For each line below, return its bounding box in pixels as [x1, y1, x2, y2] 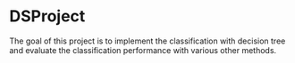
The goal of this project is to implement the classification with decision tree [9, 35, 286, 46]
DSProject [9, 6, 86, 27]
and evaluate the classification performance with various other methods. [9, 44, 277, 55]
